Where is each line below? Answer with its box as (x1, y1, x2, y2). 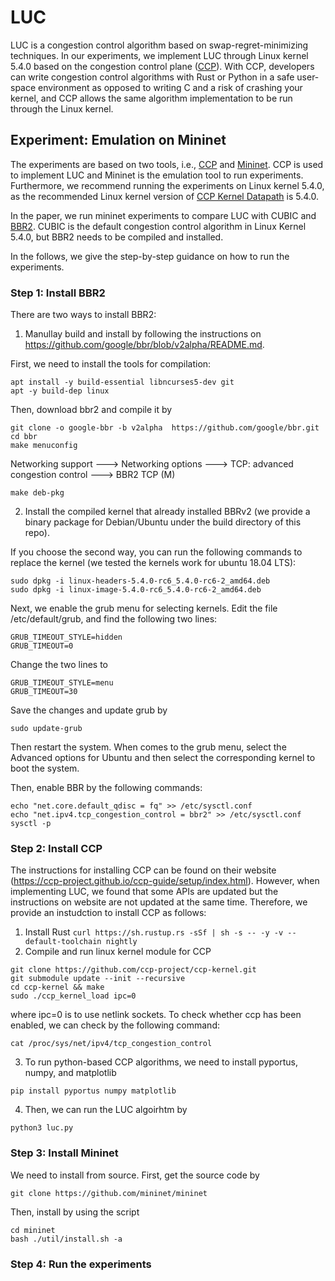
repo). (24, 527, 50, 539)
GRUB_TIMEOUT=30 (10, 687, 78, 697)
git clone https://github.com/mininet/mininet (10, 1188, 208, 1198)
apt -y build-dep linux (10, 386, 110, 396)
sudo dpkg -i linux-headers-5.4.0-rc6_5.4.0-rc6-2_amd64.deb (10, 576, 271, 586)
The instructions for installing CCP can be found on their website (10, 864, 277, 876)
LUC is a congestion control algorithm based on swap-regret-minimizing (10, 39, 309, 51)
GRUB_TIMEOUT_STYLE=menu (10, 678, 114, 688)
